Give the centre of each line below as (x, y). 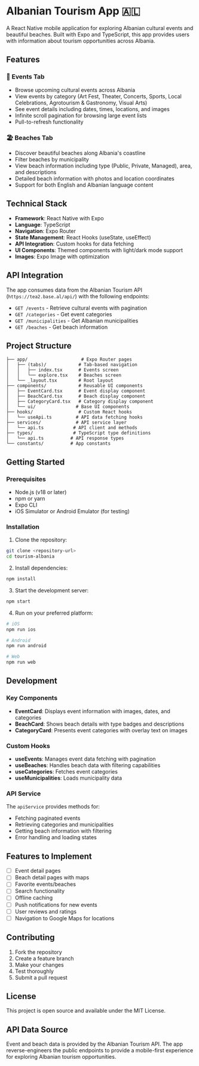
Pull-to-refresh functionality (49, 122)
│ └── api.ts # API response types (65, 438)
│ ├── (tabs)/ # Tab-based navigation (72, 365)
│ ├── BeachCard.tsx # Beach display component (76, 396)
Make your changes (39, 965)
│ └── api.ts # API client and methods (72, 428)
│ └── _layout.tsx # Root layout (60, 381)
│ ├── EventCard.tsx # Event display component (76, 391)
